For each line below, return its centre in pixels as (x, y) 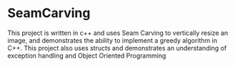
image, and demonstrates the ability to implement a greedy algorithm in (112, 40)
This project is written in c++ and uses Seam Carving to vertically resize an (118, 33)
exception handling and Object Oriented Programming (87, 56)
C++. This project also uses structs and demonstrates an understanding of (117, 48)
